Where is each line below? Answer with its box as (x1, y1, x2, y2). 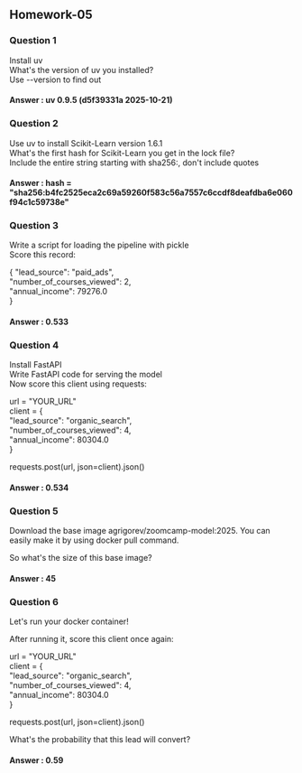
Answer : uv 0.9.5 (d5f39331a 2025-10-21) (9, 95, 173, 106)
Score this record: (9, 249, 77, 260)
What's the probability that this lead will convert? (9, 734, 191, 745)
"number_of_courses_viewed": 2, (9, 276, 132, 287)
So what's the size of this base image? (9, 553, 152, 563)
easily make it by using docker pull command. (9, 535, 179, 545)
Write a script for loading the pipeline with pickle (9, 239, 189, 251)
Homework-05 (9, 7, 93, 23)
